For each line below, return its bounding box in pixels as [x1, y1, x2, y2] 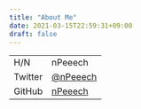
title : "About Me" [9, 12, 77, 22]
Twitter [13, 71, 43, 83]
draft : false [9, 29, 58, 38]
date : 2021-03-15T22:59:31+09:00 [9, 21, 133, 30]
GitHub [13, 85, 43, 97]
